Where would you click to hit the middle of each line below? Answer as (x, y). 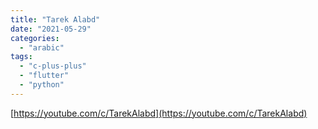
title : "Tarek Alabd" (55, 19)
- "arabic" (42, 47)
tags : (21, 57)
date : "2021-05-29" (51, 29)
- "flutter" (44, 76)
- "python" (42, 85)
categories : (35, 38)
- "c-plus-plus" (53, 66)
